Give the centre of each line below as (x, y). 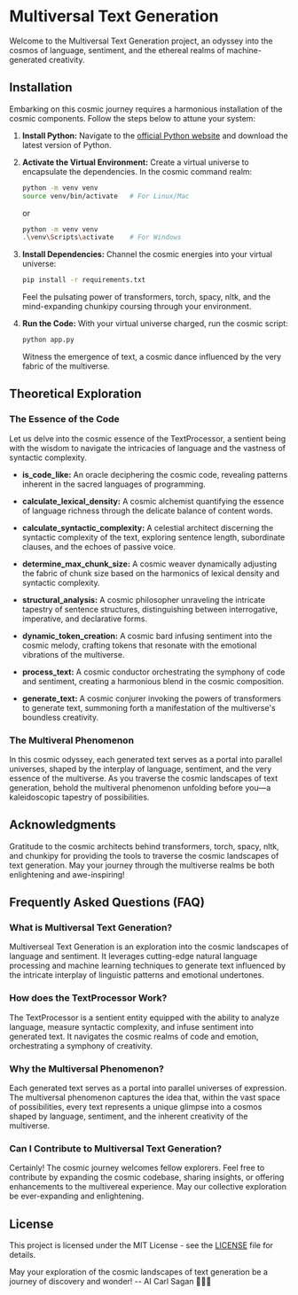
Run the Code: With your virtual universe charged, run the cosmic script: (155, 324)
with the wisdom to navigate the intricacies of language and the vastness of (148, 448)
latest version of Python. (67, 144)
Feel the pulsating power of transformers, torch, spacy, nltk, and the (146, 297)
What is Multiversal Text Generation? (91, 928)
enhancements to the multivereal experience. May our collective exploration (148, 1187)
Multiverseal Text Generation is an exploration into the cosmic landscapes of (149, 947)
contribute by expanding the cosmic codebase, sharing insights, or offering (147, 1177)
